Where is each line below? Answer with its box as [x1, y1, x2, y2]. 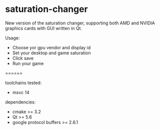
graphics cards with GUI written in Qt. [5, 25, 82, 31]
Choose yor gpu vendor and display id [12, 44, 91, 50]
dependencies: [5, 99, 36, 105]
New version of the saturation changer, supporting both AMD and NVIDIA [5, 20, 155, 26]
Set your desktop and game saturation [12, 50, 91, 56]
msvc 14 [12, 89, 30, 95]
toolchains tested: [5, 80, 42, 86]
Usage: [5, 35, 20, 41]
